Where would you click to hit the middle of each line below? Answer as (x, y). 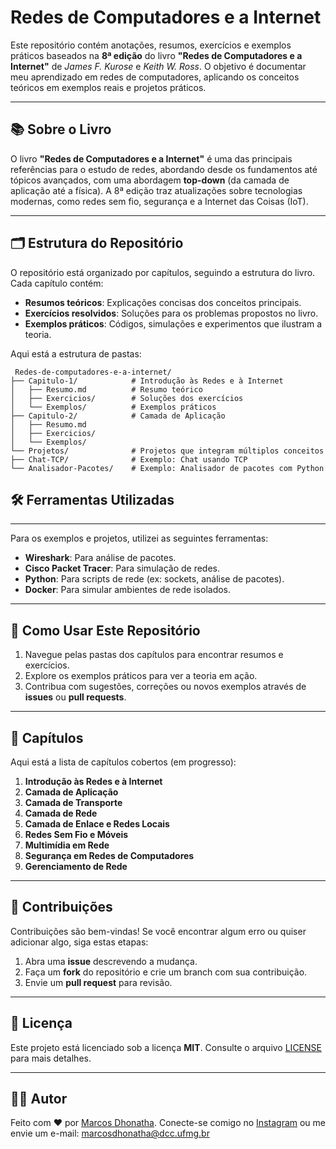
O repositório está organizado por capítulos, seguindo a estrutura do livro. (163, 272)
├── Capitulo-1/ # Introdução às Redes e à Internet (147, 381)
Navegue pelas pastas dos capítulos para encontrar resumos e (154, 655)
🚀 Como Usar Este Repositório (105, 630)
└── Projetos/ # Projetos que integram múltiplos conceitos (167, 451)
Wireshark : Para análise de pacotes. (100, 558)
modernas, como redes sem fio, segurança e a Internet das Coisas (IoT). (159, 201)
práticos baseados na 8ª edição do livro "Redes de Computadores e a (156, 55)
